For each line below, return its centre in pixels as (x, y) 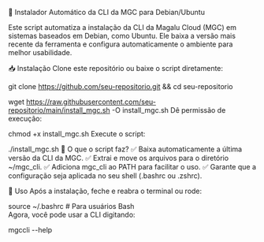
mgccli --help (30, 230)
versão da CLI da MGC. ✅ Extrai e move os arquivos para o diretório (119, 158)
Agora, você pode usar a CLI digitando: (72, 214)
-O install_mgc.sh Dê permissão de (169, 110)
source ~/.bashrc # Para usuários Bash (71, 206)
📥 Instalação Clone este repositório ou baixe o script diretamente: (115, 68)
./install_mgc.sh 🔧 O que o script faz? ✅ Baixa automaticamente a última (125, 149)
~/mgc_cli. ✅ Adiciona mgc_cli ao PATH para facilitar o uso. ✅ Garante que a (132, 167)
